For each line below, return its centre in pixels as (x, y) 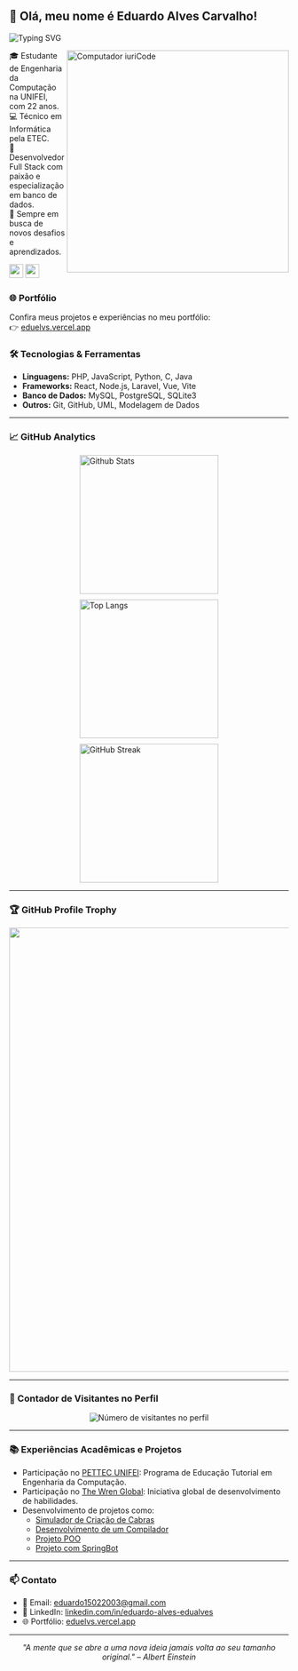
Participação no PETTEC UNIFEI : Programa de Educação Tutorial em (147, 1472)
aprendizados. (35, 251)
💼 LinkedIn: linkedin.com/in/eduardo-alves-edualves (118, 1611)
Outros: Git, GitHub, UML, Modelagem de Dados (110, 405)
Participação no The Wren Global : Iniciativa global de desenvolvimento (151, 1491)
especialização (37, 185)
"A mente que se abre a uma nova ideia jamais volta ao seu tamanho (149, 1647)
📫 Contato (33, 1579)
